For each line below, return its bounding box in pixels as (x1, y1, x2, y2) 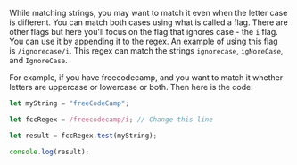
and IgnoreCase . (9, 55, 69, 65)
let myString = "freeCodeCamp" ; (9, 99, 129, 108)
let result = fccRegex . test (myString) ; (9, 131, 158, 140)
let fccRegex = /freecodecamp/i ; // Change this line (9, 115, 214, 124)
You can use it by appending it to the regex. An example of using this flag (9, 36, 278, 46)
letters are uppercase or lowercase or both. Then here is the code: (9, 82, 253, 92)
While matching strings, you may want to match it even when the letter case (9, 8, 288, 18)
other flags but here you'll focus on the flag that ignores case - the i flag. (9, 27, 278, 37)
